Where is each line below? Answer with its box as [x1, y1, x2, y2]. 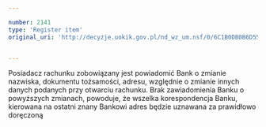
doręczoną [8, 110, 44, 120]
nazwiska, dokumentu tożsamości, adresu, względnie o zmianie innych [8, 77, 240, 87]
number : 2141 [8, 18, 51, 26]
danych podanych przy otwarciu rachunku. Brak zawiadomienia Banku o [8, 85, 245, 95]
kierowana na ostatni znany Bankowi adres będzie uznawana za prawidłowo [8, 102, 256, 111]
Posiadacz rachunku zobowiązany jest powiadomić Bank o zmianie [8, 69, 227, 78]
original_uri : [8, 33, 55, 41]
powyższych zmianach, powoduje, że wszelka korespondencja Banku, [8, 94, 238, 103]
